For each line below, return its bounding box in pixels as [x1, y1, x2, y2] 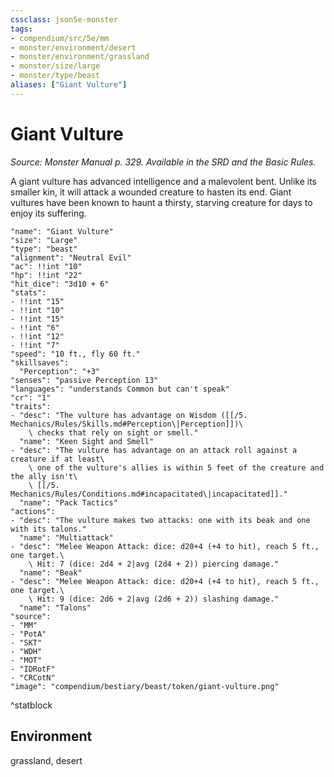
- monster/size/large [10, 61, 101, 71]
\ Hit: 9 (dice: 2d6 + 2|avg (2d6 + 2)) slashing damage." [28, 594, 280, 604]
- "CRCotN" [10, 672, 56, 683]
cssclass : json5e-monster [10, 14, 118, 25]
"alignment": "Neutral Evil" [10, 252, 132, 263]
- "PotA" [10, 629, 47, 639]
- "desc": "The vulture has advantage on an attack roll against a [10, 445, 298, 455]
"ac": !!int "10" [10, 261, 83, 271]
